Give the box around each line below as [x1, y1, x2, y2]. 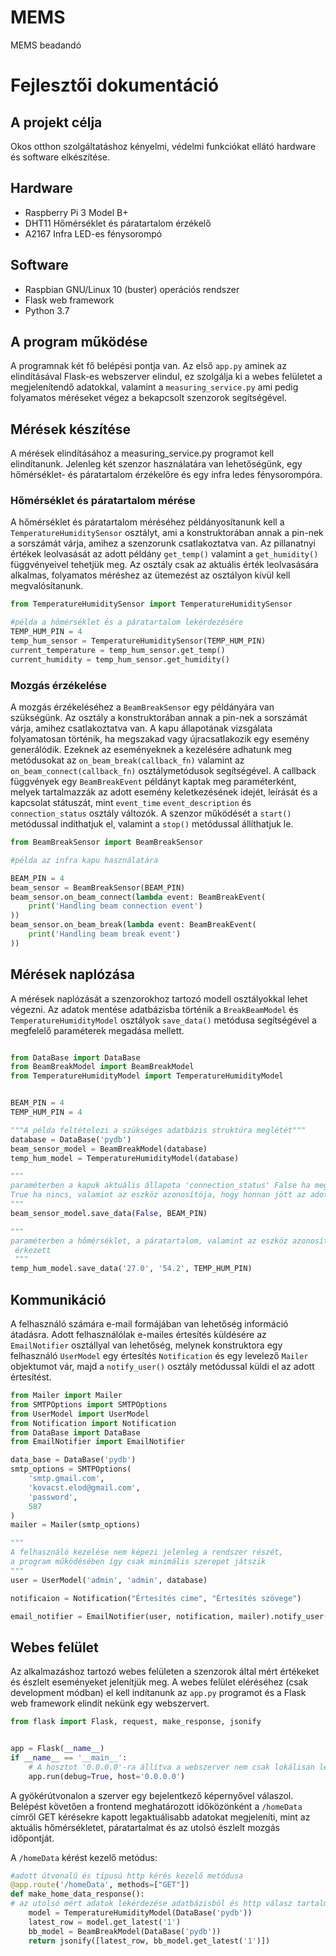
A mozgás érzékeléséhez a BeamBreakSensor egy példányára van [10, 701, 275, 713]
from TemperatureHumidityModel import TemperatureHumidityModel [10, 1071, 284, 1081]
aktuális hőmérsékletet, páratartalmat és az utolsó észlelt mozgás [10, 1821, 280, 1833]
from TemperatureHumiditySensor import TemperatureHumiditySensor [10, 599, 293, 610]
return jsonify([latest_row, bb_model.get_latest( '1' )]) [28, 1936, 271, 1946]
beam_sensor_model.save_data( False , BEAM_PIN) [10, 1208, 208, 1218]
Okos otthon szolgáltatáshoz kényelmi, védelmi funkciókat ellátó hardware [10, 140, 317, 152]
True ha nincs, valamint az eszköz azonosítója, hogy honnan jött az [10, 1190, 307, 1200]
